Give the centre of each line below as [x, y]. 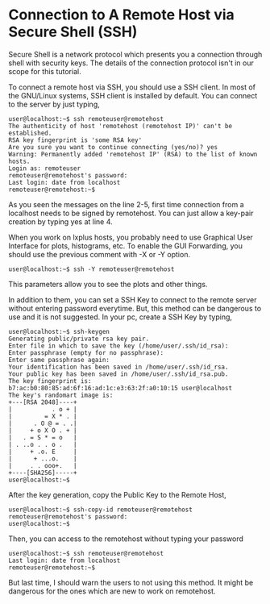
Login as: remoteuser [45, 168]
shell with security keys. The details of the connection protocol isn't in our [131, 63]
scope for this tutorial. [45, 71]
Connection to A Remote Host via [122, 15]
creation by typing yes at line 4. [60, 221]
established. [30, 133]
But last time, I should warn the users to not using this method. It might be [131, 582]
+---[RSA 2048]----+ [43, 402]
